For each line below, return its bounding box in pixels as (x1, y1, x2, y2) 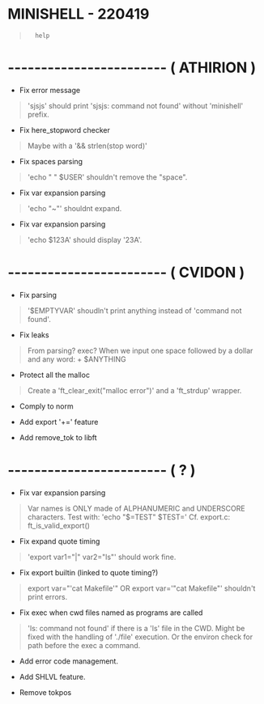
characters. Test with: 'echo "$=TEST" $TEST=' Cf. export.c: (27, 511, 231, 522)
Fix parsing (19, 290, 57, 299)
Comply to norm (19, 401, 74, 411)
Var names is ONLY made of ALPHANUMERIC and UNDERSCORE (27, 503, 245, 513)
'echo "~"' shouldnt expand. (27, 203, 122, 213)
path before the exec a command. (27, 640, 141, 650)
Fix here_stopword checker (19, 125, 110, 134)
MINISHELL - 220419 (7, 5, 150, 23)
